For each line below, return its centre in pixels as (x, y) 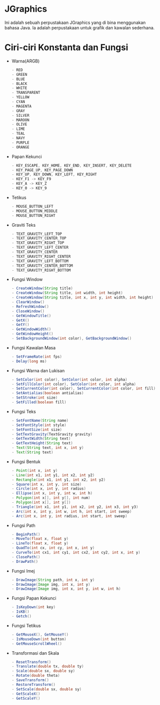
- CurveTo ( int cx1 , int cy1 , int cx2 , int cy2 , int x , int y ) (76, 553)
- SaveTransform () (30, 680)
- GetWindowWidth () (31, 329)
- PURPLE (20, 143)
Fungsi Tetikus (26, 625)
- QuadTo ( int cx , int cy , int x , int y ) (53, 548)
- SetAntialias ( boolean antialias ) (48, 393)
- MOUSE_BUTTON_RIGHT (33, 215)
